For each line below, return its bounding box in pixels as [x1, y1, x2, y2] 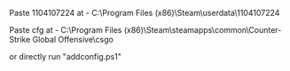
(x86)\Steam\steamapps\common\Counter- [123, 25, 282, 35]
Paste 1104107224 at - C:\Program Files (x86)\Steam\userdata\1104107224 [9, 8, 280, 18]
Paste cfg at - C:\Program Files [9, 25, 122, 35]
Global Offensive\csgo [32, 35, 114, 44]
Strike [9, 35, 31, 44]
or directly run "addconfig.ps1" [9, 51, 121, 61]
